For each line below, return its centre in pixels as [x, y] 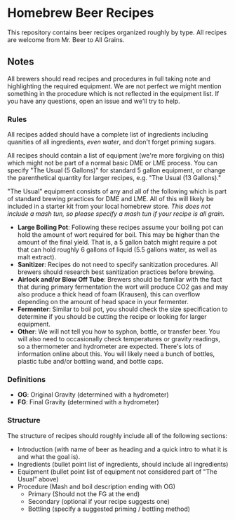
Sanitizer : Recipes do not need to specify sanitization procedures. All [118, 265]
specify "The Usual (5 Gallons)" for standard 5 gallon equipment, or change [116, 170]
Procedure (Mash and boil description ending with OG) [96, 486]
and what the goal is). [49, 456]
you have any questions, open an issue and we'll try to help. [94, 101]
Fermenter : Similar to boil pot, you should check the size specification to [122, 309]
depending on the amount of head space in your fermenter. [103, 302]
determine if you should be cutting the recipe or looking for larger [112, 317]
